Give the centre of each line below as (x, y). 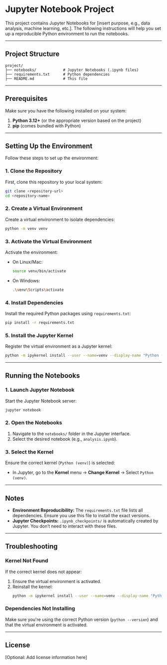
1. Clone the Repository (34, 171)
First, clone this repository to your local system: (54, 182)
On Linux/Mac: (27, 262)
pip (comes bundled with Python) (46, 125)
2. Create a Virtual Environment (44, 208)
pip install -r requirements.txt (40, 323)
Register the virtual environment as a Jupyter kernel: (59, 346)
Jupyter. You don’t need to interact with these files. (65, 526)
